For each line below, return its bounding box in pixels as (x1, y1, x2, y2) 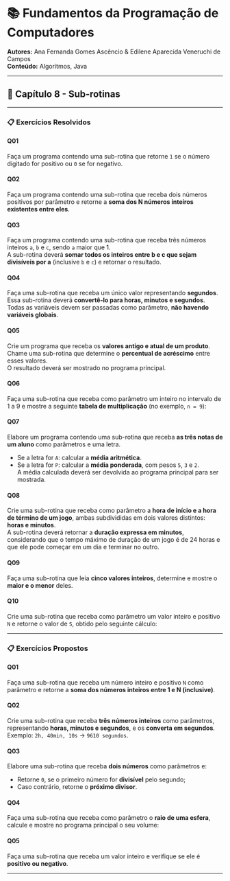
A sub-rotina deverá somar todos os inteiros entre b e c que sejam (7, 251, 197, 259)
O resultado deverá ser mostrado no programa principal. (7, 363, 166, 371)
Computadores (7, 25, 94, 41)
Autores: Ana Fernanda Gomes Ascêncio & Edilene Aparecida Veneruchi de (7, 47, 221, 56)
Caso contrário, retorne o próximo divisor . (16, 783, 138, 791)
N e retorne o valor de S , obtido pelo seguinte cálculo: (7, 619, 157, 628)
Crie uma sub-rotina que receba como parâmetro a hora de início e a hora (7, 506, 217, 515)
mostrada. (16, 475, 47, 484)
